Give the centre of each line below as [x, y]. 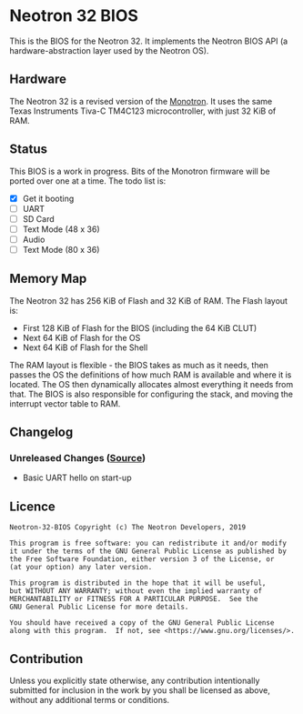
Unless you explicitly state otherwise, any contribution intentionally [135, 681]
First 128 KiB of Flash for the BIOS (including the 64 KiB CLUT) [140, 327]
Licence [33, 506]
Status [29, 150]
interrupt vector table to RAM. [65, 403]
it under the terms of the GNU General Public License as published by [148, 551]
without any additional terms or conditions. [90, 700]
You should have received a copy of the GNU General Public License [142, 623]
